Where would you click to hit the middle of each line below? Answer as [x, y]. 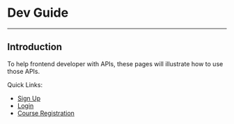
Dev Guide [38, 13]
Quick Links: [25, 84]
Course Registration [46, 113]
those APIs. [24, 71]
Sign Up [29, 98]
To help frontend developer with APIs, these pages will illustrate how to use [115, 63]
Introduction [35, 47]
